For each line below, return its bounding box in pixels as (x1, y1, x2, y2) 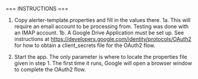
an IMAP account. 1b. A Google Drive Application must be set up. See (14, 29, 184, 36)
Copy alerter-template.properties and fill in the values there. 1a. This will (14, 17, 191, 23)
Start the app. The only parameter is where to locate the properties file (14, 53, 188, 60)
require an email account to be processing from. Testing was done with (14, 23, 189, 30)
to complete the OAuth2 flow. (14, 66, 86, 73)
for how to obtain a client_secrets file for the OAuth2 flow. (14, 42, 156, 49)
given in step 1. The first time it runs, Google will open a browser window (14, 59, 193, 67)
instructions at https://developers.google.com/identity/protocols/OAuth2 (14, 36, 191, 42)
